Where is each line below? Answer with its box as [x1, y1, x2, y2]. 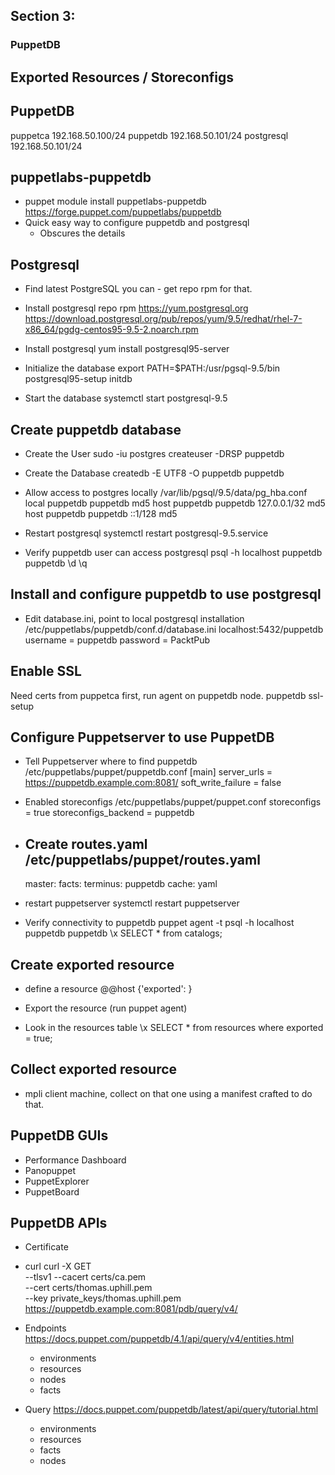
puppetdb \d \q [24, 557, 88, 569]
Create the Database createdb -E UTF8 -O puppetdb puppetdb [24, 467, 285, 479]
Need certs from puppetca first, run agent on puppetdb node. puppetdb [10, 689, 307, 701]
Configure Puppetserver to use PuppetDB [10, 729, 275, 746]
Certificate [24, 1241, 69, 1253]
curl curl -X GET [24, 1260, 92, 1273]
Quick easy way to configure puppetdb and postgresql [24, 217, 250, 229]
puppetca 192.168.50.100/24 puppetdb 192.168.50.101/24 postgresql [10, 129, 289, 141]
